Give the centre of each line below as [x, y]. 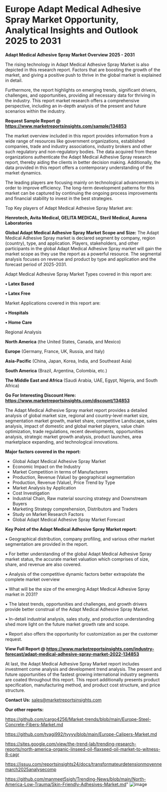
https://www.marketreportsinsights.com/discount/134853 [68, 400]
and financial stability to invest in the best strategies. [59, 198]
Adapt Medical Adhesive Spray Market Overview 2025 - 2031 [70, 55]
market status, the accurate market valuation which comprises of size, [77, 559]
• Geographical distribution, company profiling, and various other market [80, 539]
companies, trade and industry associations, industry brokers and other [79, 146]
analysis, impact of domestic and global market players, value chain [75, 426]
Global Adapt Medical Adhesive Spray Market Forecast [69, 519]
